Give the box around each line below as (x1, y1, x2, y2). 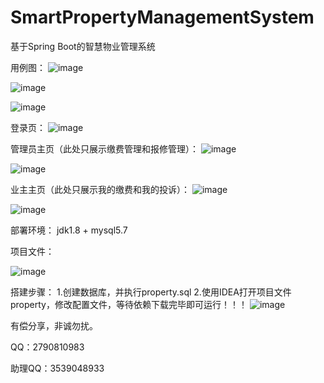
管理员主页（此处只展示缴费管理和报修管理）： (10, 142, 199, 155)
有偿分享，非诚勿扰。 (10, 319, 98, 331)
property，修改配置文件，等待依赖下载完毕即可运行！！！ (10, 298, 248, 310)
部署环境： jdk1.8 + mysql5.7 (10, 224, 128, 236)
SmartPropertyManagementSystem (10, 6, 315, 29)
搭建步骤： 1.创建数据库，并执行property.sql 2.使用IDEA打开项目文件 (10, 286, 292, 298)
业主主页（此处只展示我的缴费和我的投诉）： (10, 183, 190, 195)
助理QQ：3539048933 (10, 362, 105, 374)
